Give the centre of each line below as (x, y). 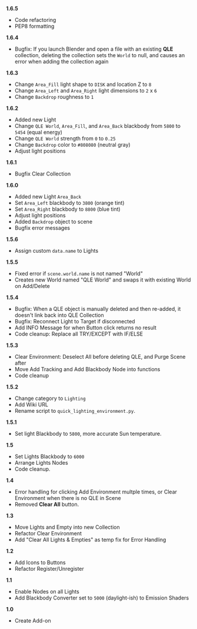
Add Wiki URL (31, 405)
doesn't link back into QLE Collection (59, 315)
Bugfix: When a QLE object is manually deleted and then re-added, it (98, 309)
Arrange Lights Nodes (41, 463)
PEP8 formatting (34, 26)
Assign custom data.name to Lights (56, 251)
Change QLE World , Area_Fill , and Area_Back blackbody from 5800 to (98, 126)
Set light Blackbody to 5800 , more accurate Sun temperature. (88, 433)
